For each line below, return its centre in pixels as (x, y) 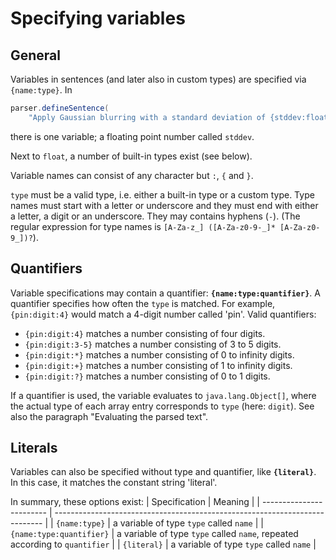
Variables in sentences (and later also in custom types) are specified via (158, 79)
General (36, 55)
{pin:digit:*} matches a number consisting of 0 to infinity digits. (159, 354)
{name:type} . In (41, 90)
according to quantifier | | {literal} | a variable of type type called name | (163, 544)
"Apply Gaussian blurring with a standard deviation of (147, 117)
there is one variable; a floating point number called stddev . (132, 136)
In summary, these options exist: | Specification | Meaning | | (135, 502)
